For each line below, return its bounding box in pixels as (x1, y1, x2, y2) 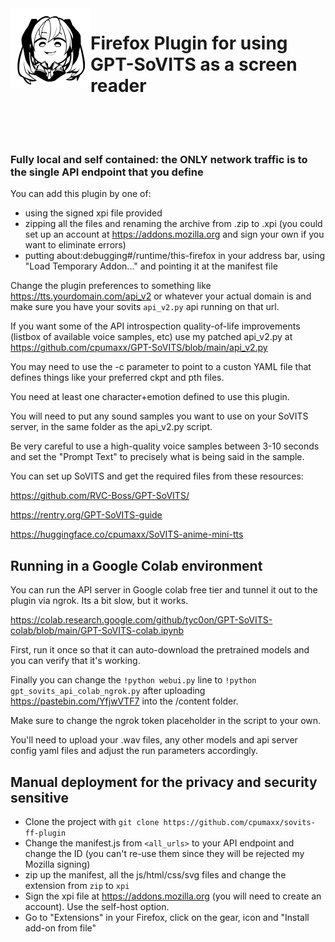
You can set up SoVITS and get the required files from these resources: (10, 470, 304, 482)
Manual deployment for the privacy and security (10, 773, 318, 791)
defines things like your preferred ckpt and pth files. (10, 372, 225, 384)
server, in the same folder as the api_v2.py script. (10, 421, 213, 433)
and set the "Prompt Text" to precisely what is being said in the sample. (10, 451, 305, 463)
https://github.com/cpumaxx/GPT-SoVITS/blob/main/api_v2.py (10, 342, 268, 354)
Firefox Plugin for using (90, 32, 288, 55)
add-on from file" (24, 922, 97, 934)
